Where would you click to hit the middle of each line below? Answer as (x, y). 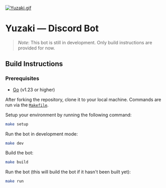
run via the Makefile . (27, 105)
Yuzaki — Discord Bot (52, 29)
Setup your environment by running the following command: (68, 115)
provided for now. (36, 48)
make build (17, 162)
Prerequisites (22, 78)
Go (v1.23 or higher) (34, 90)
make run (15, 181)
